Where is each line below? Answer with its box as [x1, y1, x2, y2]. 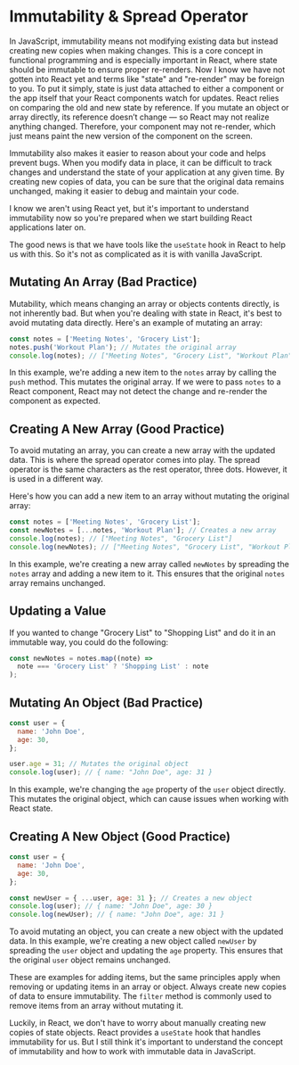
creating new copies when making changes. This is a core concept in [9, 45, 263, 55]
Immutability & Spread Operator [9, 6, 249, 27]
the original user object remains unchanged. [9, 954, 171, 965]
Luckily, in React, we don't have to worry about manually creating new [9, 1018, 267, 1028]
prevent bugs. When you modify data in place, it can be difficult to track [9, 157, 273, 168]
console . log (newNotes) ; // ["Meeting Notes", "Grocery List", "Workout [9, 542, 280, 551]
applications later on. [9, 221, 86, 233]
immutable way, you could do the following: [9, 636, 169, 648]
